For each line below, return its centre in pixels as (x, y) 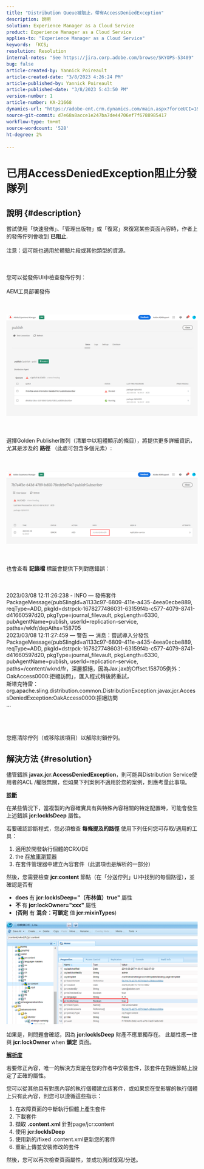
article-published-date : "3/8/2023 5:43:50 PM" (68, 90)
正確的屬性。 (33, 1075)
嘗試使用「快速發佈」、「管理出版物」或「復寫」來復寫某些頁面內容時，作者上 (102, 229)
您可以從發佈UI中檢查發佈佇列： (46, 278)
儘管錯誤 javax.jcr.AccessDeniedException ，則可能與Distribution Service (99, 775)
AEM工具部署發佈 (28, 291)
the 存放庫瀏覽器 (36, 857)
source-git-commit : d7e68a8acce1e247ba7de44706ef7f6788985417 (87, 115)
